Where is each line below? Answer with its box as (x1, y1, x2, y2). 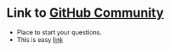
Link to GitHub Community (6, 5, 164, 21)
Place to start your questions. (16, 28, 102, 36)
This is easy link (16, 35, 64, 43)
